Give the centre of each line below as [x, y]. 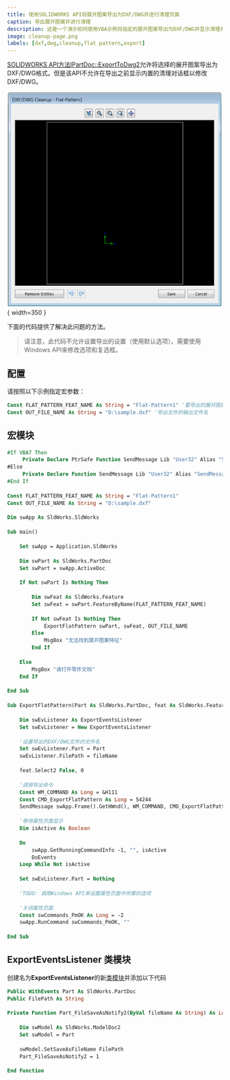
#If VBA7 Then [27, 452]
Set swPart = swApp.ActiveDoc [63, 568]
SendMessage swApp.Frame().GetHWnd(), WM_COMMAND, [93, 807]
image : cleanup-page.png [42, 36]
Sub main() [23, 532]
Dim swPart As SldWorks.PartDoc [65, 561]
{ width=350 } [27, 312]
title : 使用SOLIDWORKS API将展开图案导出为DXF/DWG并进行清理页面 [93, 14]
